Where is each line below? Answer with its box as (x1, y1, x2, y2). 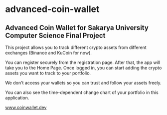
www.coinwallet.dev (5, 104, 47, 110)
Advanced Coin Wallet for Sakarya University (5, 23, 149, 32)
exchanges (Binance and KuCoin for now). (5, 50, 92, 55)
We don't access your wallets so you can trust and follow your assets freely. (5, 80, 162, 85)
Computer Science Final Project (5, 31, 106, 39)
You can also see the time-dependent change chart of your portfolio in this (5, 89, 159, 95)
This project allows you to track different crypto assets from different (5, 44, 147, 50)
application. (5, 95, 29, 100)
